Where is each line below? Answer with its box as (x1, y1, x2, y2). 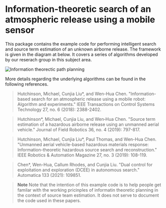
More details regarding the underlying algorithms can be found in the (5, 76, 146, 82)
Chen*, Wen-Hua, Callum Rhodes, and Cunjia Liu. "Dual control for (17, 161, 153, 167)
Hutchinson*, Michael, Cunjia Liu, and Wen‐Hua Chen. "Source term (17, 116, 156, 122)
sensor (5, 25, 35, 36)
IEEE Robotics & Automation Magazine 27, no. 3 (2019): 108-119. (17, 152, 148, 158)
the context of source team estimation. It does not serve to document (17, 192, 160, 198)
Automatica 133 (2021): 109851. (17, 172, 82, 178)
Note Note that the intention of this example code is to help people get (17, 182, 162, 188)
